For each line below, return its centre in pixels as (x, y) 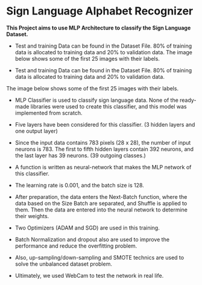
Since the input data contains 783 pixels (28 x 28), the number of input (103, 142)
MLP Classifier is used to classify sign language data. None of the (97, 100)
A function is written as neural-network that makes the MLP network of (103, 167)
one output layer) (36, 131)
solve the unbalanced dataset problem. (64, 264)
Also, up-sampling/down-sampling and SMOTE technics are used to (99, 257)
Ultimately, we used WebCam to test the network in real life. (89, 275)
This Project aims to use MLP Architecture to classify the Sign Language (99, 28)
